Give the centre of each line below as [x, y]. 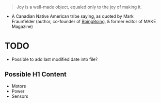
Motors [19, 86]
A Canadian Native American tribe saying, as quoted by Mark [72, 16]
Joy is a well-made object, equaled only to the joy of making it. [79, 7]
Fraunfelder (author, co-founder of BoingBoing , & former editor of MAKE [84, 21]
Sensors [20, 96]
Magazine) [22, 26]
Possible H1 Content [35, 74]
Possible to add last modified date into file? [55, 59]
